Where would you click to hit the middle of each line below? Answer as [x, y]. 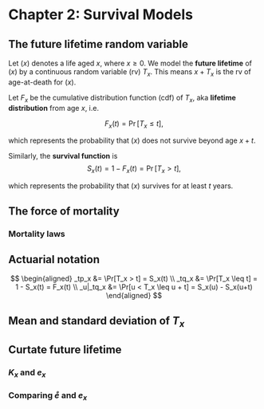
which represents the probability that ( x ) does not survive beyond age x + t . [132, 140]
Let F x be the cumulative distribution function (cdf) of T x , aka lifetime [122, 98]
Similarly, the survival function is [63, 156]
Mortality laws [37, 234]
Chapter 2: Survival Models [101, 15]
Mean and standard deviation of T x [97, 321]
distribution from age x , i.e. [54, 108]
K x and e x [27, 373]
